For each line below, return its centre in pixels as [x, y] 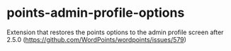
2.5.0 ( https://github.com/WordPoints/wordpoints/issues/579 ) [97, 39]
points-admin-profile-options [96, 13]
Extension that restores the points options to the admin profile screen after [115, 32]
